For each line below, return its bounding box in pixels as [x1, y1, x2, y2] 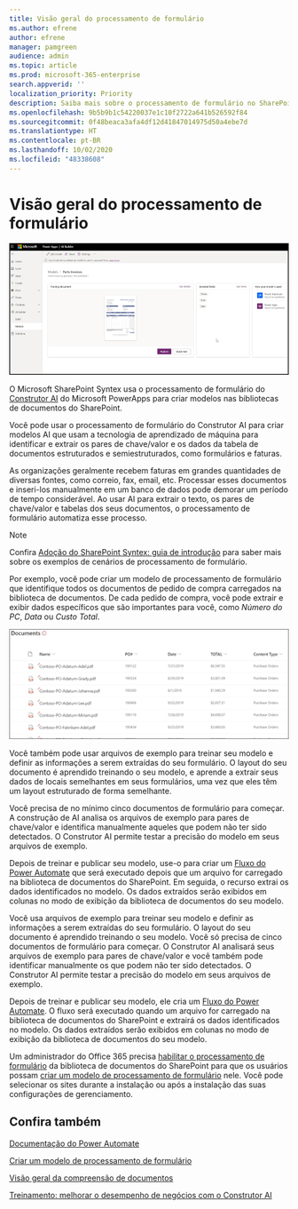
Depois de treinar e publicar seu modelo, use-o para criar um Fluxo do [9, 858, 266, 869]
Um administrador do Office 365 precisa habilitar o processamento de [9, 1051, 265, 1062]
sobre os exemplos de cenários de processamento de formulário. [9, 556, 248, 567]
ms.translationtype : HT [9, 127, 98, 136]
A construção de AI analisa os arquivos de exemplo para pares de [9, 813, 250, 823]
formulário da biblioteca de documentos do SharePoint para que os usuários [9, 1061, 288, 1071]
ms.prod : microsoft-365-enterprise [9, 71, 141, 80]
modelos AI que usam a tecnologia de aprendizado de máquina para [9, 429, 259, 440]
